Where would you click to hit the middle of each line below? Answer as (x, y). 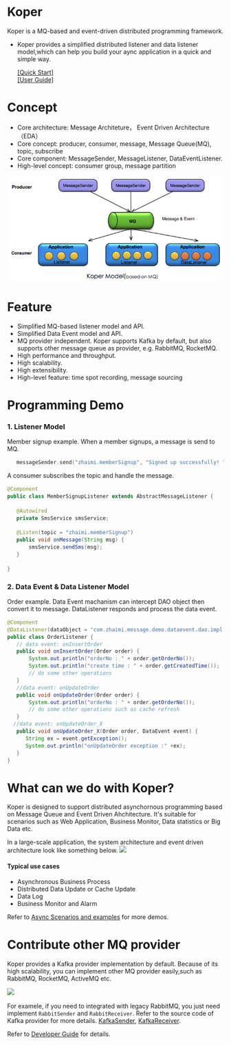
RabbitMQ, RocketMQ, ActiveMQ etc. (59, 978)
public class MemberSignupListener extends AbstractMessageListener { (110, 496)
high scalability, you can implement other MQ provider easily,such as (104, 971)
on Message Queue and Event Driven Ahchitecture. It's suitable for (102, 814)
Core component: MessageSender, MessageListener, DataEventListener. (120, 158)
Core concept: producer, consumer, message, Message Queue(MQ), (114, 144)
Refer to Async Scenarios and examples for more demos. (88, 917)
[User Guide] (35, 79)
